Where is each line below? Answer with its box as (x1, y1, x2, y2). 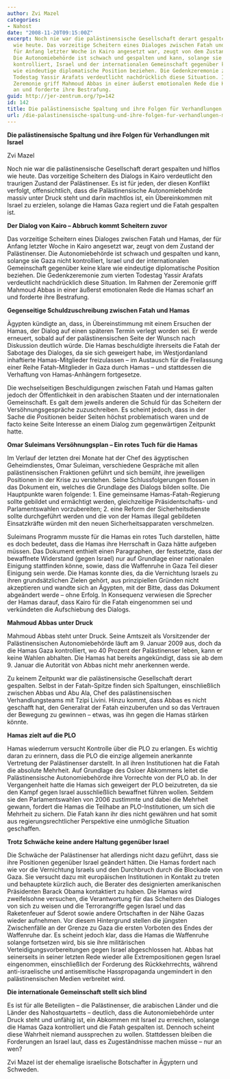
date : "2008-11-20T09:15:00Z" (7, 29, 94, 36)
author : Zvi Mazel (7, 10, 60, 17)
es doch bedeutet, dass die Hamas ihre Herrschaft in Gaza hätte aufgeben (7, 539, 217, 548)
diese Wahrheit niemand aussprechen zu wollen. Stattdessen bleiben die (7, 1030, 212, 1038)
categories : (7, 16, 41, 23)
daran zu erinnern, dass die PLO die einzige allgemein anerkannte (7, 751, 193, 760)
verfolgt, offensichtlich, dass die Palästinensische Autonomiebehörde (7, 186, 203, 194)
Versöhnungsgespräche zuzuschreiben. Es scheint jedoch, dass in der (7, 405, 206, 414)
